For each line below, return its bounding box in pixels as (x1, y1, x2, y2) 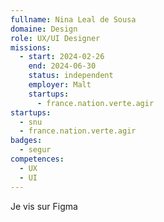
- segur (19, 145, 52, 155)
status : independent (28, 71, 114, 81)
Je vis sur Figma (10, 200, 78, 212)
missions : (10, 42, 52, 53)
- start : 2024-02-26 (19, 52, 105, 62)
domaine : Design (10, 24, 78, 34)
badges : (10, 136, 43, 146)
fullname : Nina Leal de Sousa (10, 14, 137, 25)
